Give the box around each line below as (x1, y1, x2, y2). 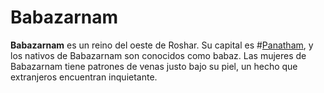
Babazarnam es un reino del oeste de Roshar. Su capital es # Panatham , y (10, 39, 314, 51)
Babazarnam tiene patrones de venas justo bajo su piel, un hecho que (10, 60, 298, 72)
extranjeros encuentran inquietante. (10, 71, 158, 83)
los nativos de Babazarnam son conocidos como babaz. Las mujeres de (10, 49, 307, 61)
